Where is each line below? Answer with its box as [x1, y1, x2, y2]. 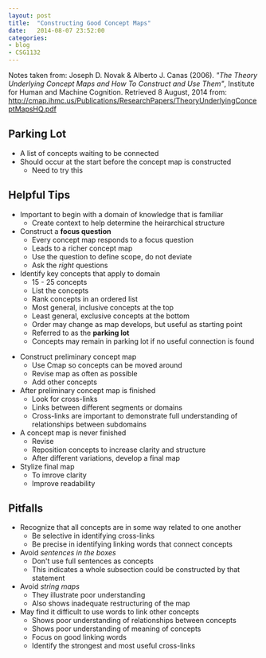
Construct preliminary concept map [19, 352, 137, 361]
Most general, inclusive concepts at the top [31, 302, 174, 312]
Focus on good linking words [31, 633, 127, 642]
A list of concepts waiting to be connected [19, 148, 159, 158]
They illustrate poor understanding [31, 590, 146, 600]
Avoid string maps [19, 582, 80, 591]
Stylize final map [19, 461, 75, 471]
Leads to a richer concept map [31, 243, 133, 253]
